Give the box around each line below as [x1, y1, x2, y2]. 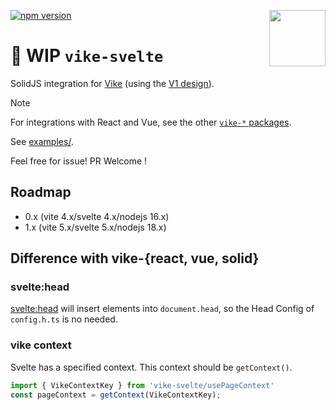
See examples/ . [10, 135, 74, 147]
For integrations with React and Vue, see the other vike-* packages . [10, 116, 292, 128]
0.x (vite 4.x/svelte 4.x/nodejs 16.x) [24, 210, 170, 222]
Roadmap [10, 184, 72, 201]
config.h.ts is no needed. [10, 313, 118, 325]
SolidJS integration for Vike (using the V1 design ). [10, 77, 215, 89]
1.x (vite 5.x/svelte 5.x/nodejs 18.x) [24, 221, 167, 233]
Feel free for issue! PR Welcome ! [10, 155, 148, 167]
